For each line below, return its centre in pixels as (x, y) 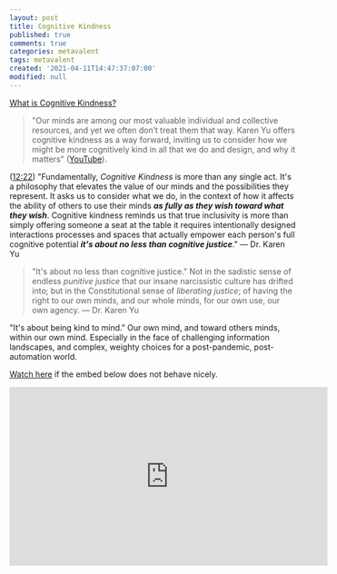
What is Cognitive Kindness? (63, 103)
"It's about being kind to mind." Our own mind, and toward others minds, (145, 327)
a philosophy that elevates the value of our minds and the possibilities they (149, 186)
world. (65, 356)
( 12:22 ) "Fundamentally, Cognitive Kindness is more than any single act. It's (151, 176)
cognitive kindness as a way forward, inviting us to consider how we (159, 139)
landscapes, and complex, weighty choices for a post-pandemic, (131, 347)
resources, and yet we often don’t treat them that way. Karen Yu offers (163, 130)
